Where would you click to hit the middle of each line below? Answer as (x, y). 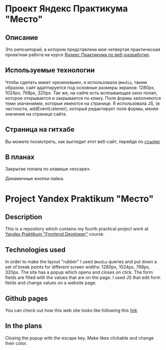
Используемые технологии (50, 70)
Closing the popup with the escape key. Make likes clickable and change (80, 338)
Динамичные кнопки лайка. (35, 179)
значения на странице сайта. (36, 114)
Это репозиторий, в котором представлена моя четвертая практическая (83, 49)
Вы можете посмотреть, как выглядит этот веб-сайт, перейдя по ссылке (83, 141)
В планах (20, 157)
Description (24, 217)
